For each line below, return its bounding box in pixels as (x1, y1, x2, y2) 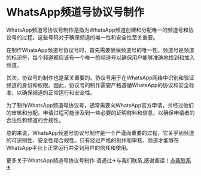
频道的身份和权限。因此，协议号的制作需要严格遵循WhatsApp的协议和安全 (6, 81, 190, 88)
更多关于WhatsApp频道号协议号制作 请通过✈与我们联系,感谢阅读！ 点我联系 (6, 156, 191, 164)
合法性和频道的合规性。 (6, 116, 64, 123)
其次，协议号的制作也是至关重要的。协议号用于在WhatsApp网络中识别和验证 (6, 74, 194, 81)
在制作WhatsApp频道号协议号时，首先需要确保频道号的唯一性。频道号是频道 (6, 46, 194, 54)
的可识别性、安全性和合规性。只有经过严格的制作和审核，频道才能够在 (6, 137, 179, 144)
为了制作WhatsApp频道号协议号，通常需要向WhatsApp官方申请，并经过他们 (6, 101, 194, 109)
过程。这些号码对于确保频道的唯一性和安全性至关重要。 (22, 33, 159, 41)
